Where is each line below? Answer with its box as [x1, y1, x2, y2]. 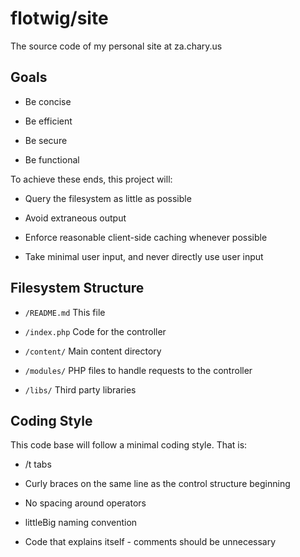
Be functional [24, 153, 80, 166]
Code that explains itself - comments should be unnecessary [24, 536, 277, 548]
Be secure [24, 134, 68, 146]
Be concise [24, 95, 72, 107]
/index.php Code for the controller [24, 325, 167, 337]
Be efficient [24, 115, 73, 127]
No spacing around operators [24, 497, 147, 509]
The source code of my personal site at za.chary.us [10, 40, 223, 52]
